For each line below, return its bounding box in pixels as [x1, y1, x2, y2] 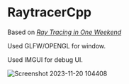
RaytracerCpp [7, 4, 92, 21]
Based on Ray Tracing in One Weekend [7, 28, 122, 36]
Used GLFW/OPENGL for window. [7, 41, 106, 50]
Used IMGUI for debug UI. [7, 55, 84, 64]
